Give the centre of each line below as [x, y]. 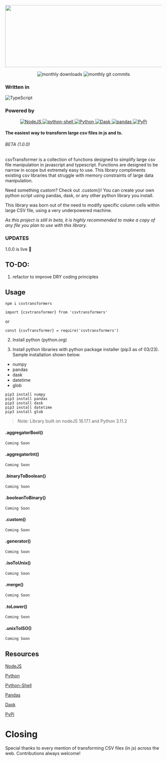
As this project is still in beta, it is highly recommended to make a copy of [80, 220]
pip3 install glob [24, 412]
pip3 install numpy [25, 395]
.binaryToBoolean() [26, 476]
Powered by [20, 111]
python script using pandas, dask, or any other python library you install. [80, 196]
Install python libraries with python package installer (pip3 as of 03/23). [85, 349]
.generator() [18, 541]
